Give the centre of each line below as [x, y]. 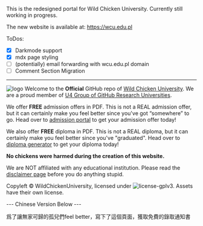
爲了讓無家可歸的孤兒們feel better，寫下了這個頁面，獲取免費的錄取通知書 [98, 217]
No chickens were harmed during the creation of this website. [85, 156]
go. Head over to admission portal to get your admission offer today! [91, 120]
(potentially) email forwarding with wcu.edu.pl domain [82, 64]
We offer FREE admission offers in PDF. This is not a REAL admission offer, [99, 107]
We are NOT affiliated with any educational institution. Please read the [93, 168]
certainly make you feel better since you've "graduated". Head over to [93, 138]
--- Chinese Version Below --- [44, 204]
